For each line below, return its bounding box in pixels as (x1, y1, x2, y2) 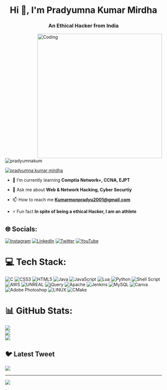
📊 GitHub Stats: (5, 305, 73, 316)
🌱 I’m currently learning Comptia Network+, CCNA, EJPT (12, 177, 130, 183)
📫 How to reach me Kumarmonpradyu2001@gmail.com (12, 196, 131, 203)
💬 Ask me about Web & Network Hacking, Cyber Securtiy (12, 187, 132, 193)
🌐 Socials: (5, 225, 38, 233)
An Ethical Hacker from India (48, 22, 119, 29)
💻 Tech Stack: (5, 256, 67, 268)
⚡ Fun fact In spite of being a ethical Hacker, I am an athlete (12, 208, 137, 214)
